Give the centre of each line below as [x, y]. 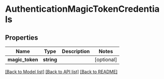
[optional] [106, 60]
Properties [22, 38]
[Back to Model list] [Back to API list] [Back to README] [61, 72]
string [50, 60]
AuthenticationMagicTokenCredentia [82, 9]
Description [76, 51]
